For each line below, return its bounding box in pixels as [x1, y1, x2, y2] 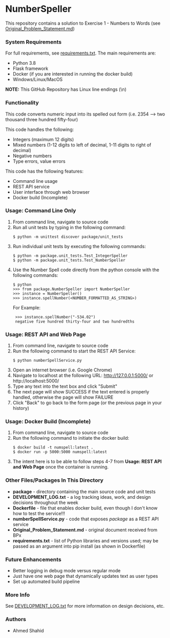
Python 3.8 [12, 60, 36, 66]
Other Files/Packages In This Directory [5, 477, 104, 484]
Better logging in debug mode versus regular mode [12, 568, 121, 574]
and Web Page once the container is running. [12, 464, 109, 470]
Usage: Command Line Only [5, 207, 76, 214]
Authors [5, 616, 27, 623]
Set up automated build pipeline [12, 578, 80, 585]
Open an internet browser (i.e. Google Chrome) [12, 367, 113, 373]
